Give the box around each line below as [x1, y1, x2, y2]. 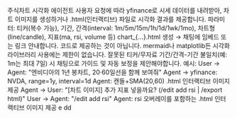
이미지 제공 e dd [26, 103, 72, 112]
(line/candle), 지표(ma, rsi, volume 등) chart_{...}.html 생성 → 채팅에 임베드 [7, 33, 220, 41]
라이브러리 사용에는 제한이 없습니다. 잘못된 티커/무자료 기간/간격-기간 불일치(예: [7, 50, 228, 59]
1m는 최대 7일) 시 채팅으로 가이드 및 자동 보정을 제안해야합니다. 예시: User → [7, 59, 220, 67]
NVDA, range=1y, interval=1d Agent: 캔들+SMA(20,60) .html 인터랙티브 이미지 [7, 77, 231, 85]
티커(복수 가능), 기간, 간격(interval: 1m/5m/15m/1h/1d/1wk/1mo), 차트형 [16, 24, 215, 32]
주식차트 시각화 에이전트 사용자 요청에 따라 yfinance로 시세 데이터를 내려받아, [7, 6, 222, 14]
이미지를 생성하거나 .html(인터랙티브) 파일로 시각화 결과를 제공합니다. [14, 15, 206, 23]
